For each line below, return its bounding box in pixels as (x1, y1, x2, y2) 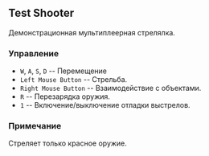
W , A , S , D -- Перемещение (19, 66, 107, 76)
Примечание (8, 121, 62, 132)
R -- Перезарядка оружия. (19, 92, 111, 101)
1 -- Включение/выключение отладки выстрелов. (19, 101, 191, 110)
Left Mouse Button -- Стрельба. (19, 75, 128, 84)
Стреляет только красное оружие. (8, 138, 127, 148)
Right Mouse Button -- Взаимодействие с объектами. (19, 84, 202, 93)
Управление (8, 47, 59, 59)
